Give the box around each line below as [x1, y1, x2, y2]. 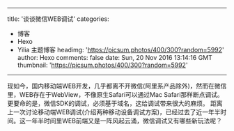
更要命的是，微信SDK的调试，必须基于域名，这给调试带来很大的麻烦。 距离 [7, 99, 223, 107]
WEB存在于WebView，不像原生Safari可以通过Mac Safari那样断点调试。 [19, 91, 224, 98]
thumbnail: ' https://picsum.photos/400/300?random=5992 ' [17, 61, 188, 69]
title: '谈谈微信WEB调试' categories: [7, 15, 109, 23]
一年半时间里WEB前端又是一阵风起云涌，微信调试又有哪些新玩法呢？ [25, 116, 223, 125]
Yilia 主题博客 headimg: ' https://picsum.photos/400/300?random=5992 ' [17, 46, 224, 54]
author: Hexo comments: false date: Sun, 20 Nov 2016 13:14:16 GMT [17, 54, 212, 61]
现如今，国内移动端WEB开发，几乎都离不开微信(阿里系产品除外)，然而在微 [7, 82, 221, 90]
